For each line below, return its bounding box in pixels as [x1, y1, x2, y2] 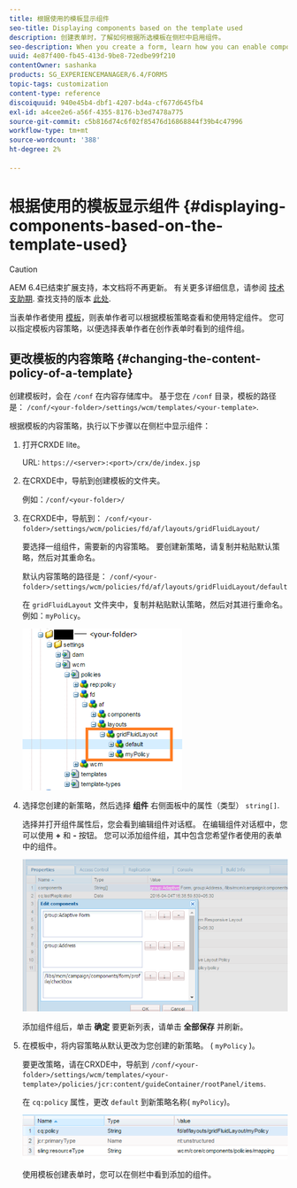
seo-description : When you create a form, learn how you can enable [9, 42, 267, 51]
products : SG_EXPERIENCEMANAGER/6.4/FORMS [9, 71, 168, 80]
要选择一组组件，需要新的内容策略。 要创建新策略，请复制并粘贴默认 [21, 541, 272, 552]
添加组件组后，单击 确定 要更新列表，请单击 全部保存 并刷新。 [21, 1021, 248, 1031]
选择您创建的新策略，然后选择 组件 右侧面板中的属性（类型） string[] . [21, 799, 280, 810]
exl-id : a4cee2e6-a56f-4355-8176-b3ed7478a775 [9, 107, 184, 117]
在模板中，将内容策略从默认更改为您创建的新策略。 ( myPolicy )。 [21, 1040, 261, 1051]
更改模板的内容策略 [9, 351, 114, 366]
